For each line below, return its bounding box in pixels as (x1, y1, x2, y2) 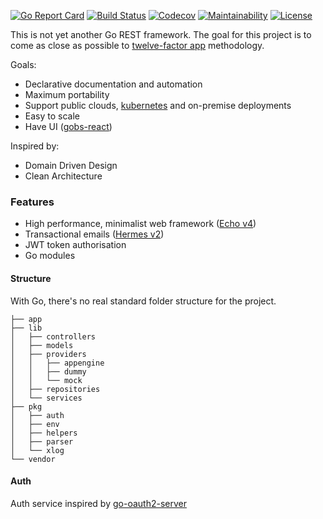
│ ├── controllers (10, 331, 97, 342)
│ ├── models (10, 340, 74, 350)
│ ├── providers (10, 349, 87, 359)
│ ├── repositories (10, 384, 101, 394)
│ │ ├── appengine (10, 358, 105, 368)
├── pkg (10, 401, 43, 412)
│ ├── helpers (10, 428, 78, 438)
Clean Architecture (24, 170, 103, 182)
